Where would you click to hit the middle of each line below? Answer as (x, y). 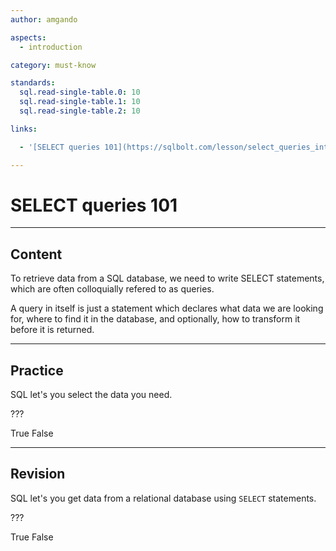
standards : (33, 83)
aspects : (28, 37)
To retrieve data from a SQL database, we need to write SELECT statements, (167, 278)
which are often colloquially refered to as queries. (112, 289)
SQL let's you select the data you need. (91, 395)
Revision (38, 474)
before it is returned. (52, 330)
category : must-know (53, 65)
